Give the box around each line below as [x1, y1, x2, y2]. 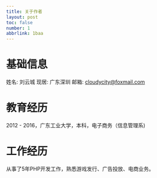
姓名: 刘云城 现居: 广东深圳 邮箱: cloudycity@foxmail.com [6, 78, 145, 85]
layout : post [6, 14, 38, 20]
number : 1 [6, 25, 31, 31]
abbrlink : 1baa [6, 31, 44, 37]
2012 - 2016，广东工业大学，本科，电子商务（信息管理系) [6, 122, 146, 128]
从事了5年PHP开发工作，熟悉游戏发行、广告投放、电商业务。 [6, 165, 155, 172]
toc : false [6, 19, 33, 25]
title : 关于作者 [6, 8, 42, 15]
